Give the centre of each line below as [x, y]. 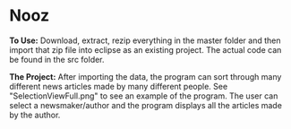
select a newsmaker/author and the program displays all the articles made [145, 105]
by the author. [35, 115]
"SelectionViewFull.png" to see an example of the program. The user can [144, 96]
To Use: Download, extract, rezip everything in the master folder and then [145, 40]
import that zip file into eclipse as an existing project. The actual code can [145, 49]
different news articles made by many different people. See [119, 86]
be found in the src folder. [57, 59]
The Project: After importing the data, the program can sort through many [145, 76]
